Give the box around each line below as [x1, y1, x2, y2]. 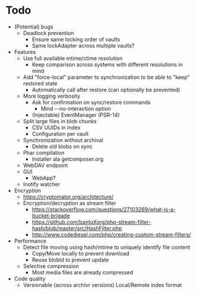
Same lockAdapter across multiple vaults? [31, 42, 135, 49]
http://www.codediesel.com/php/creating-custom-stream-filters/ [31, 231, 191, 238]
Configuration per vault [31, 130, 89, 137]
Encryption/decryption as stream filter [23, 199, 116, 206]
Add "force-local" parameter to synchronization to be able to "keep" [23, 73, 190, 81]
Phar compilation [23, 149, 65, 156]
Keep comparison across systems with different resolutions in [31, 60, 183, 68]
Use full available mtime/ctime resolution [23, 55, 123, 62]
